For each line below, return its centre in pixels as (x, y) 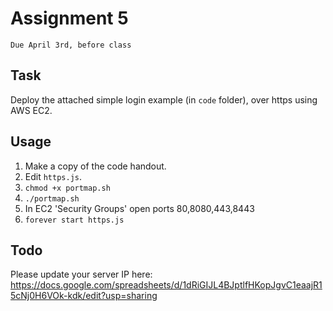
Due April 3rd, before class (71, 45)
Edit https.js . (53, 176)
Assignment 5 (69, 18)
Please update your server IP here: (81, 274)
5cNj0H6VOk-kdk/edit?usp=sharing (84, 296)
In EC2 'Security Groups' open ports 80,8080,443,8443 (139, 208)
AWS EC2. (31, 110)
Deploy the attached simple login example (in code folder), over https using (164, 99)
